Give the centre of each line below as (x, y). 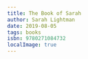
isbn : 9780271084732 (37, 39)
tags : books (24, 32)
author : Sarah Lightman (41, 20)
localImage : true (32, 45)
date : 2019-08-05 (32, 26)
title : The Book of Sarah (44, 13)
